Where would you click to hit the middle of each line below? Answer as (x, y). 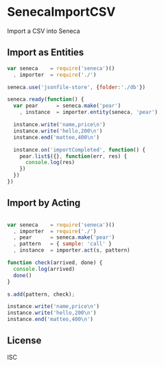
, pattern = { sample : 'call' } (62, 244)
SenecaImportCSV (61, 12)
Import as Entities (46, 52)
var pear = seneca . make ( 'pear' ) (67, 106)
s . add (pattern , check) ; (41, 294)
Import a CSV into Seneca (44, 31)
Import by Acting (44, 203)
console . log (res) (50, 163)
